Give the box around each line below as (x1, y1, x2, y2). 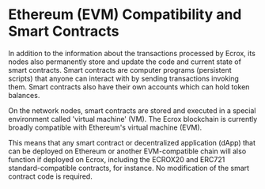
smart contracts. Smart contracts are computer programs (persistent (8, 65, 232, 74)
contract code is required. (8, 172, 93, 181)
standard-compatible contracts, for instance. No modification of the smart (8, 163, 250, 172)
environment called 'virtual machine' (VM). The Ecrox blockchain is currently (8, 114, 258, 123)
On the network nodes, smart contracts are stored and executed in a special (8, 105, 256, 115)
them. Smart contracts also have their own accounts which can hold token (8, 81, 250, 92)
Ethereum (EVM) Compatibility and (8, 6, 242, 24)
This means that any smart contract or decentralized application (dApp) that (8, 138, 256, 147)
